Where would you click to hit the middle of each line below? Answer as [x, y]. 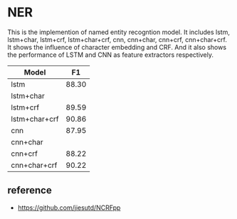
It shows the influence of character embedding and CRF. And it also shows [117, 47]
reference [30, 190]
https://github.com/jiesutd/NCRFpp [69, 208]
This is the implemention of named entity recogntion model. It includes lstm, [118, 32]
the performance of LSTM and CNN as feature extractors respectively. [111, 55]
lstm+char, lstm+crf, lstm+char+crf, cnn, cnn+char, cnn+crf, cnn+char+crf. [117, 39]
